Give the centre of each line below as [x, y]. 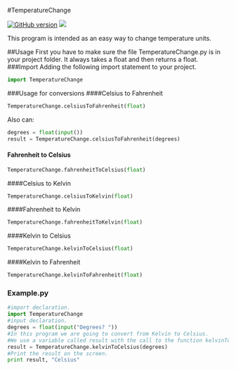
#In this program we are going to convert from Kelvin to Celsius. [108, 333]
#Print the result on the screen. [58, 353]
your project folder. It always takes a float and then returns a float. [103, 59]
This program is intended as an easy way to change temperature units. [110, 38]
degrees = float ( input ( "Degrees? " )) [63, 327]
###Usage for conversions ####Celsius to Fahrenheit [85, 93]
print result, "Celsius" [44, 360]
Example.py [28, 293]
